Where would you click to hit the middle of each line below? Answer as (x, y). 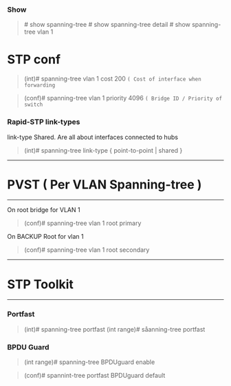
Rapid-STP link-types (44, 122)
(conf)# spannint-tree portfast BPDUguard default (95, 375)
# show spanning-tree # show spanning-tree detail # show (107, 25)
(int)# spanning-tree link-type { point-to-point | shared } (103, 150)
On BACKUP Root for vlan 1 (45, 237)
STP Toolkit (41, 284)
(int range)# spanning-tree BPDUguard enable (89, 362)
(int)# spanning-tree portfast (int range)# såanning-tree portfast (114, 329)
